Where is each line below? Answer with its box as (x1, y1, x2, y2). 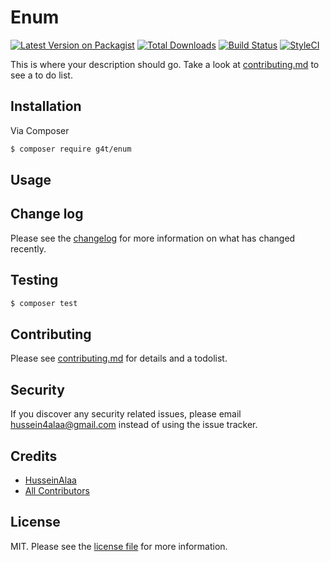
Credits (10, 447, 58, 465)
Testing (10, 272, 59, 289)
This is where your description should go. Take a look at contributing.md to (10, 58, 320, 70)
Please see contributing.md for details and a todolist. (10, 352, 228, 365)
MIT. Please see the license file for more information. (10, 540, 228, 552)
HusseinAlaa (24, 474, 77, 486)
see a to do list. (10, 69, 73, 81)
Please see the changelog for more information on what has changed (10, 232, 296, 244)
